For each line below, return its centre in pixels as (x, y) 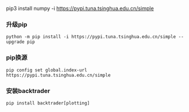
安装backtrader (28, 91)
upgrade (15, 42)
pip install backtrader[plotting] (48, 103)
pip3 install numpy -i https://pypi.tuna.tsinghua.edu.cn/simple (80, 8)
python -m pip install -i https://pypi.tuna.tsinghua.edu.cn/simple (91, 37)
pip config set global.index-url (47, 70)
